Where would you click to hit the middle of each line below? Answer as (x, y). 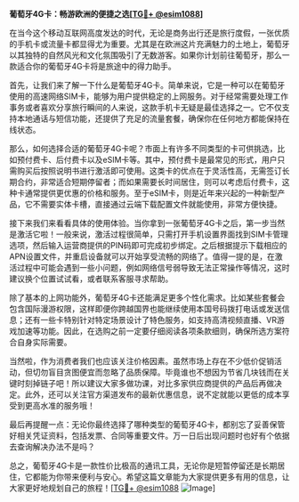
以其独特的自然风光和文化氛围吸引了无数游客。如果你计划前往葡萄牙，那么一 (149, 55)
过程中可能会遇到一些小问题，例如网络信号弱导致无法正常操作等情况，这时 (153, 267)
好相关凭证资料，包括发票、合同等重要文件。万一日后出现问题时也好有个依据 (149, 436)
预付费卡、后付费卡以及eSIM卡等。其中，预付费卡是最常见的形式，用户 (147, 160)
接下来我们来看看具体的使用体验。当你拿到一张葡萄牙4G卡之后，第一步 (139, 223)
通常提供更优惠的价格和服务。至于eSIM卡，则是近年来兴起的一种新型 (151, 193)
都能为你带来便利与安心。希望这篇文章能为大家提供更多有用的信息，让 (161, 477)
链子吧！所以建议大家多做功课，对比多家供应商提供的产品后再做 (157, 383)
